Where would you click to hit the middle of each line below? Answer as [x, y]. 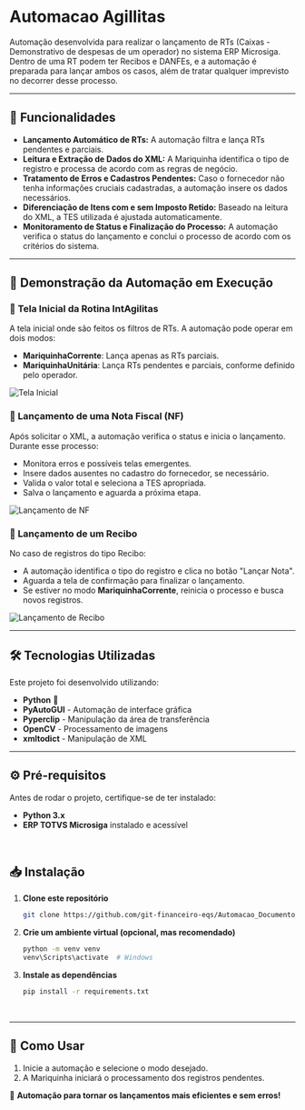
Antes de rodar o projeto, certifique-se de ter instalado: [113, 797]
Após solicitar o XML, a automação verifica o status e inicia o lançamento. [148, 436]
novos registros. [53, 600]
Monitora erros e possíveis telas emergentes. [107, 463]
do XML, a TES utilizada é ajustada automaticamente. [122, 216]
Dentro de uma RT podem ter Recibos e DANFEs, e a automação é [133, 61]
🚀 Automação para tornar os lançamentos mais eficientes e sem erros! [145, 1095]
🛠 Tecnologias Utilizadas [83, 656]
